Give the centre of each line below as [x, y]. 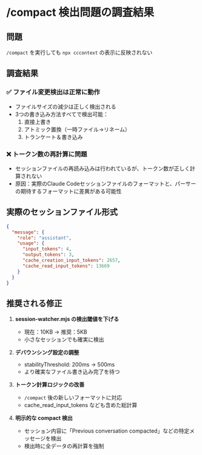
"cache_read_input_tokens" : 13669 [66, 266]
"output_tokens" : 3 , [48, 255]
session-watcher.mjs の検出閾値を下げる [67, 319]
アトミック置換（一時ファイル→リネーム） [77, 129]
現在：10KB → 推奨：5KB [56, 332]
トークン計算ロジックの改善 [50, 385]
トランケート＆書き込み [53, 136]
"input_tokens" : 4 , [47, 249]
